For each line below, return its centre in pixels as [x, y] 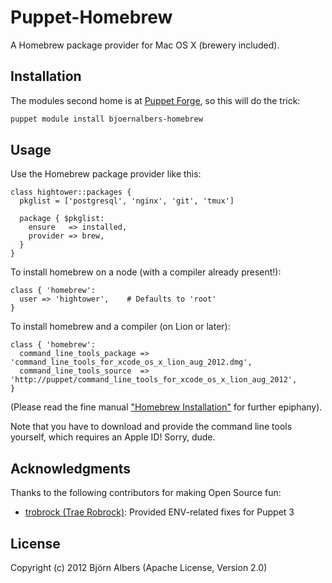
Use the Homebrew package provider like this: [106, 174]
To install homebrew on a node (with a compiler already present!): [146, 272]
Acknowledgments [71, 468]
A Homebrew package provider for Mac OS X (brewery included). [145, 45]
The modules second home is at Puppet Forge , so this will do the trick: [155, 100]
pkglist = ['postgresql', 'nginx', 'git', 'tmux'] [127, 201]
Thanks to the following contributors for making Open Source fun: [146, 493]
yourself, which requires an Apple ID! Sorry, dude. [113, 437]
